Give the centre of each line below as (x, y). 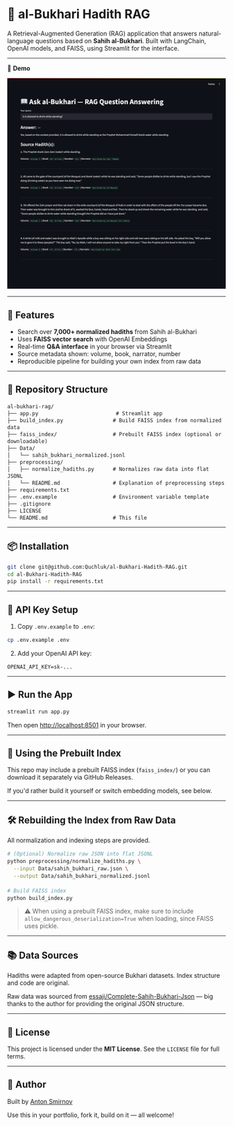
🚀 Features (31, 315)
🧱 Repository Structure (58, 390)
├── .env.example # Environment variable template (108, 497)
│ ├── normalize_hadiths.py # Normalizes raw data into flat (108, 469)
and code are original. (38, 983)
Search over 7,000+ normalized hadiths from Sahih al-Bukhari (107, 332)
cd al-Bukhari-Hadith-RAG (44, 574)
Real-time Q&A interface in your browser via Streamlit (94, 346)
